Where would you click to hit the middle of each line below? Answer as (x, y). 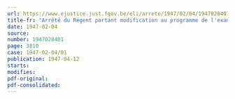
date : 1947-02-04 (33, 26)
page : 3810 (23, 46)
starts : (19, 66)
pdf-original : (28, 78)
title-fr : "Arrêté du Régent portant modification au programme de (108, 20)
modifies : (22, 72)
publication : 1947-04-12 (43, 59)
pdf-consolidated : (34, 85)
